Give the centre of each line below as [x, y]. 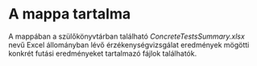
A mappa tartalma [70, 14]
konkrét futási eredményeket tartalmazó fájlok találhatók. [103, 53]
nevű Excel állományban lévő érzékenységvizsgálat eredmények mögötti [129, 44]
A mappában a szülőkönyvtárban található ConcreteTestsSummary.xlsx [127, 36]
